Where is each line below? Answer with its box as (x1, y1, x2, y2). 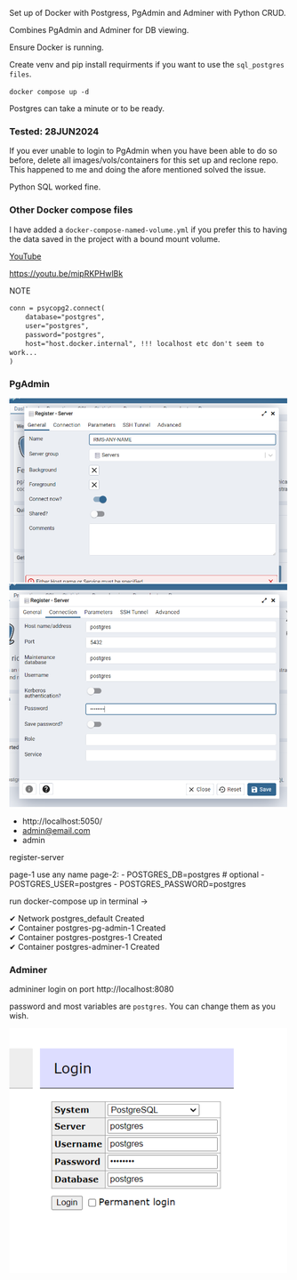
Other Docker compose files (9, 204, 133, 216)
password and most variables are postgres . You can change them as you (9, 1001, 276, 1012)
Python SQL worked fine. (9, 181, 101, 192)
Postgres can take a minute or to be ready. (9, 103, 165, 114)
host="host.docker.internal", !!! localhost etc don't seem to (25, 339, 265, 348)
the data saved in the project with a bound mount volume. (9, 233, 221, 244)
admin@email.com (21, 825, 91, 835)
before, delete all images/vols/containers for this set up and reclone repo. (9, 155, 278, 165)
